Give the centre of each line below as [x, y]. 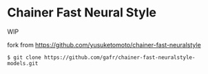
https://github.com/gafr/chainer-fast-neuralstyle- [119, 57]
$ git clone [24, 57]
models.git [23, 63]
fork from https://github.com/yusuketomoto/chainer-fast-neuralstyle [104, 45]
